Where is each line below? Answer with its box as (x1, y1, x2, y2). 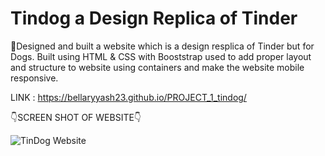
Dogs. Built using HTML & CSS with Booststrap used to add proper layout (10, 50, 312, 62)
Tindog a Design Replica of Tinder (10, 7, 298, 30)
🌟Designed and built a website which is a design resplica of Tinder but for (10, 40, 315, 52)
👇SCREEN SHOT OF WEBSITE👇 (10, 111, 142, 123)
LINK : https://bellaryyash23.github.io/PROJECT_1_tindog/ (10, 91, 247, 103)
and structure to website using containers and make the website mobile (10, 61, 305, 73)
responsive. (10, 72, 59, 84)
